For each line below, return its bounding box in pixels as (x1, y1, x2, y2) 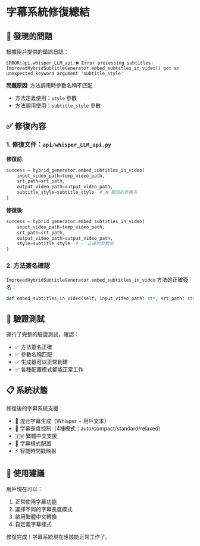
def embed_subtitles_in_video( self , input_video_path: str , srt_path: (6, 295, 185, 302)
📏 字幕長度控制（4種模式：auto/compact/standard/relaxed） (14, 425, 164, 432)
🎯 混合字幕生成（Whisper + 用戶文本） (14, 417, 110, 425)
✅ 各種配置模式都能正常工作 (14, 366, 84, 373)
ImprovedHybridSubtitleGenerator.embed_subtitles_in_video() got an (6, 65, 180, 71)
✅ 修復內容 (6, 121, 46, 132)
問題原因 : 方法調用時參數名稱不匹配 (6, 82, 93, 89)
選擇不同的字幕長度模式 (14, 505, 73, 513)
